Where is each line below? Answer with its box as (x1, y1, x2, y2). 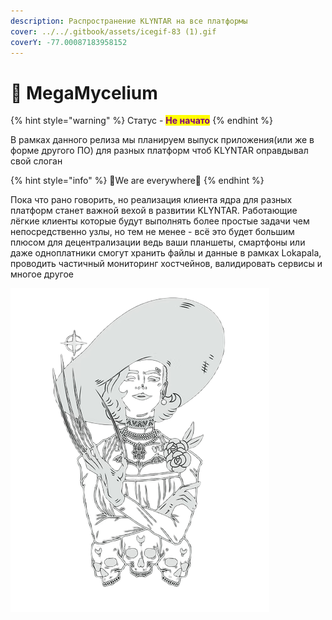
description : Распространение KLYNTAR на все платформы (10, 16, 248, 26)
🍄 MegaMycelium (10, 81, 158, 104)
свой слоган (10, 155, 63, 167)
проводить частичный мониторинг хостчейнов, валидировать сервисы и (10, 258, 323, 270)
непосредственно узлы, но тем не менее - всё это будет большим (10, 226, 295, 238)
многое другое (10, 268, 74, 280)
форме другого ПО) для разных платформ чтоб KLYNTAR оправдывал (10, 145, 309, 157)
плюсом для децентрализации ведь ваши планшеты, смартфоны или (10, 236, 306, 249)
